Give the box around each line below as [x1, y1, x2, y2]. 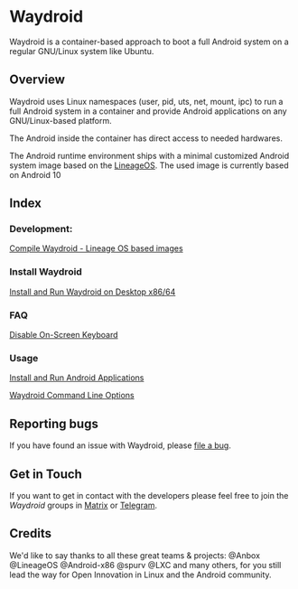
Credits [9, 526, 52, 541]
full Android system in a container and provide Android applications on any [9, 106, 287, 117]
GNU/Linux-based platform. [9, 115, 112, 126]
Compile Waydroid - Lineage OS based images [9, 243, 183, 254]
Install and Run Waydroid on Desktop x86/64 [9, 286, 176, 297]
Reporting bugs [9, 416, 99, 431]
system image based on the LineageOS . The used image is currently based [9, 160, 289, 171]
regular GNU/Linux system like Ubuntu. [9, 45, 154, 56]
